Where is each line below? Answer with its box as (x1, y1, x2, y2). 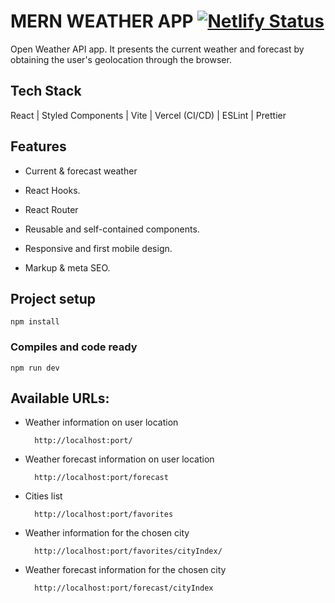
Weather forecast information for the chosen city (24, 564, 227, 576)
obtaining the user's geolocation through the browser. (10, 53, 232, 65)
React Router (24, 203, 79, 215)
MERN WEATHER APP (10, 10, 194, 33)
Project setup (10, 290, 97, 307)
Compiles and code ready (10, 340, 138, 354)
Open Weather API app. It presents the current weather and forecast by (10, 43, 305, 55)
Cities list (24, 490, 63, 502)
